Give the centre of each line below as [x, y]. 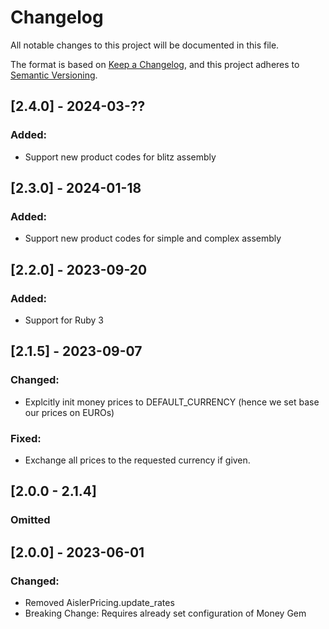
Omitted [30, 520]
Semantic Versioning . [54, 75]
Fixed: [26, 438]
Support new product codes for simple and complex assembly [153, 238]
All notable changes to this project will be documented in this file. [145, 45]
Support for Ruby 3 [64, 320]
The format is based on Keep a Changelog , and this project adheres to [155, 64]
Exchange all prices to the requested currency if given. [137, 460]
